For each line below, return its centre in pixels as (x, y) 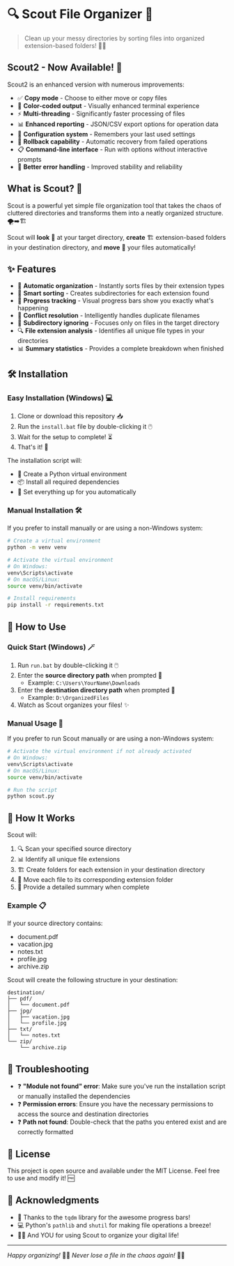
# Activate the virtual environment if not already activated (99, 752)
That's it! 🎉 (33, 447)
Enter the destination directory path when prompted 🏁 (96, 690)
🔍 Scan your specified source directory (75, 849)
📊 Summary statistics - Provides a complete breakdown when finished (120, 349)
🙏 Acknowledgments (53, 1200)
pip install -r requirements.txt (56, 605)
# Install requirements (42, 598)
